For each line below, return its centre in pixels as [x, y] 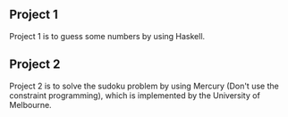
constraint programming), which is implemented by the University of [135, 95]
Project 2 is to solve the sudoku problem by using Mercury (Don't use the [144, 86]
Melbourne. [30, 104]
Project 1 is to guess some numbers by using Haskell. [107, 36]
